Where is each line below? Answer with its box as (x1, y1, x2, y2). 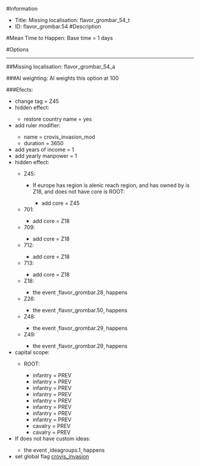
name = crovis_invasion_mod (23, 133, 95, 140)
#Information (6, 5, 38, 12)
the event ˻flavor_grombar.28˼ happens (32, 289, 128, 296)
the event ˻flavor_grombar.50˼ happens (32, 307, 128, 314)
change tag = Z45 (14, 98, 60, 105)
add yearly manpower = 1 (14, 152, 77, 159)
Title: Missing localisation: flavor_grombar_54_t (14, 17, 130, 23)
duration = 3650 (23, 140, 64, 146)
